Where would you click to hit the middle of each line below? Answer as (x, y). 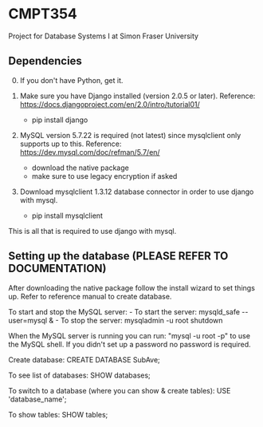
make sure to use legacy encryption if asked (104, 176)
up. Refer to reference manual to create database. (90, 296)
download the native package (80, 168)
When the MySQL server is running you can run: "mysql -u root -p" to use (130, 335)
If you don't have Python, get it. (71, 80)
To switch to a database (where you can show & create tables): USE (120, 390)
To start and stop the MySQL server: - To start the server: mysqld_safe (124, 311)
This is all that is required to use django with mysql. (92, 231)
